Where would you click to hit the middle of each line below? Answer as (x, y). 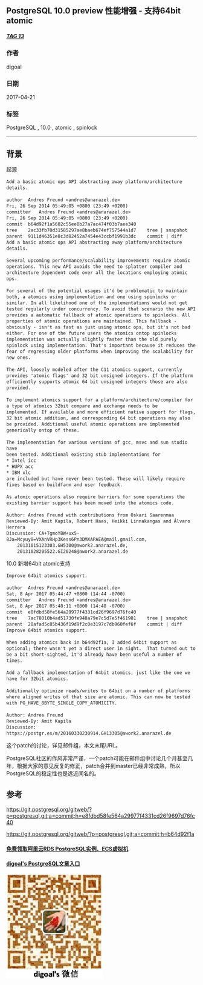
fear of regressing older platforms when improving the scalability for (100, 352)
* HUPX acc (20, 467)
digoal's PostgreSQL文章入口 (43, 864)
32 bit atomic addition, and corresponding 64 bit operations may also (98, 418)
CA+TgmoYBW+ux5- (59, 533)
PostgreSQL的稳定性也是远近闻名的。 (53, 773)
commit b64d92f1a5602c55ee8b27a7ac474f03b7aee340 (71, 224)
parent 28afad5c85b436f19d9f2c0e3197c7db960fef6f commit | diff (94, 624)
